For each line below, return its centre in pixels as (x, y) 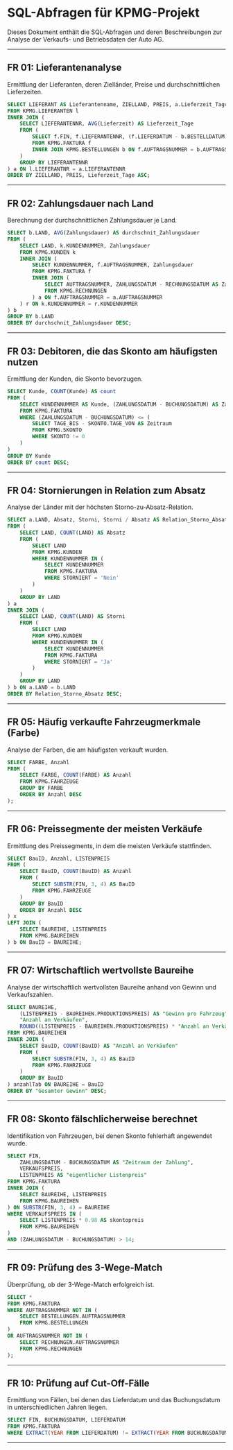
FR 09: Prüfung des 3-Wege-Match (85, 1268)
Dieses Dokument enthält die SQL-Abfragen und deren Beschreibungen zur (115, 32)
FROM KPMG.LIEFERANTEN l (43, 111)
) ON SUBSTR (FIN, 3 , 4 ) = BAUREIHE (59, 1207)
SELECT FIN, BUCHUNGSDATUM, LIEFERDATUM (67, 1420)
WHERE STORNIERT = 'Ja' (78, 662)
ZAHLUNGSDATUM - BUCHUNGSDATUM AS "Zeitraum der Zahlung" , (107, 1162)
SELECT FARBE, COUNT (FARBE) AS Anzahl (76, 775)
